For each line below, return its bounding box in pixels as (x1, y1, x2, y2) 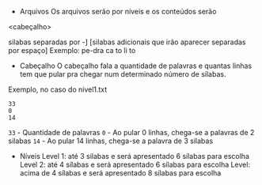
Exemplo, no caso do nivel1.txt (8, 85, 108, 94)
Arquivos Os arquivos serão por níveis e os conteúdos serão (19, 7, 217, 16)
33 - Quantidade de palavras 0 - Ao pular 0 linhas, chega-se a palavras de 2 (8, 128, 255, 137)
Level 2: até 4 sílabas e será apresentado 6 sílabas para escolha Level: (19, 160, 251, 169)
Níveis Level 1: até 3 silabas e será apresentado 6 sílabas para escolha (19, 152, 249, 160)
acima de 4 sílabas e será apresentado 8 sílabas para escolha (19, 168, 222, 177)
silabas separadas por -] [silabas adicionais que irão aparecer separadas (8, 37, 246, 47)
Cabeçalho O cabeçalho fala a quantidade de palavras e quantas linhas (19, 61, 252, 70)
